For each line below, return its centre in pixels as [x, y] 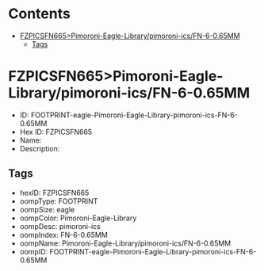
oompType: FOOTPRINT [59, 201]
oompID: [34, 251]
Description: [40, 148]
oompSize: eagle [47, 209]
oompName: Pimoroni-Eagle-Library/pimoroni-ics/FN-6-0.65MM [125, 243]
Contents [40, 14]
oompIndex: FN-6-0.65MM [64, 235]
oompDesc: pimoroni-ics [60, 226]
